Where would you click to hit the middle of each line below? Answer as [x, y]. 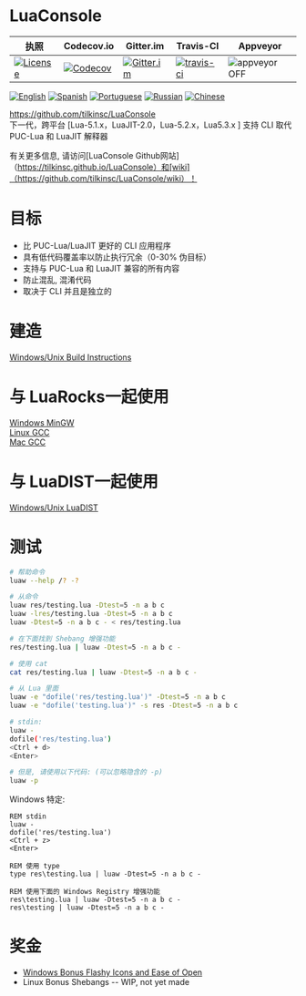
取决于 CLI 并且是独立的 [67, 291]
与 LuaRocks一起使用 [89, 396]
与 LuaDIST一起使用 [84, 482]
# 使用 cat [29, 663]
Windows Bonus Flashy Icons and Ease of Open [112, 972]
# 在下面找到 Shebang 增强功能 [62, 639]
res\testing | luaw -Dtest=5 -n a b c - [87, 908]
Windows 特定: [37, 799]
